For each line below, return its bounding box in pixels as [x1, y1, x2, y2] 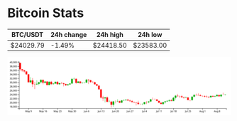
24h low [137, 31, 162, 39]
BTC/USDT [11, 31, 44, 39]
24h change [50, 31, 87, 39]
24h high [96, 31, 124, 39]
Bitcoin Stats [7, 5, 84, 21]
